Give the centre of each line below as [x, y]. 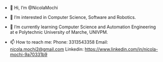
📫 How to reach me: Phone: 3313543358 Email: [59, 42]
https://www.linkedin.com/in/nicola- [121, 49]
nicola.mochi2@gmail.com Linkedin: [47, 49]
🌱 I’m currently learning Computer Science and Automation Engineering [83, 27]
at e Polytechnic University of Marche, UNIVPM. [59, 32]
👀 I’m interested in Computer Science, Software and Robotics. [73, 17]
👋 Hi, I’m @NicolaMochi [34, 8]
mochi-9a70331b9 [28, 54]
